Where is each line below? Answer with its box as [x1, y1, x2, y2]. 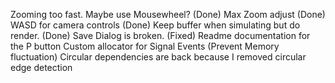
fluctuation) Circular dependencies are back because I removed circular [10, 51, 307, 63]
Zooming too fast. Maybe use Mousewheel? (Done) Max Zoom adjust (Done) [10, 9, 326, 20]
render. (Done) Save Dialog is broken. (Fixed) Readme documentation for [10, 30, 311, 41]
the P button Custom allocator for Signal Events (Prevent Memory [10, 40, 280, 52]
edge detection [10, 62, 73, 73]
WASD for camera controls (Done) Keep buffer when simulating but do [10, 19, 301, 31]
